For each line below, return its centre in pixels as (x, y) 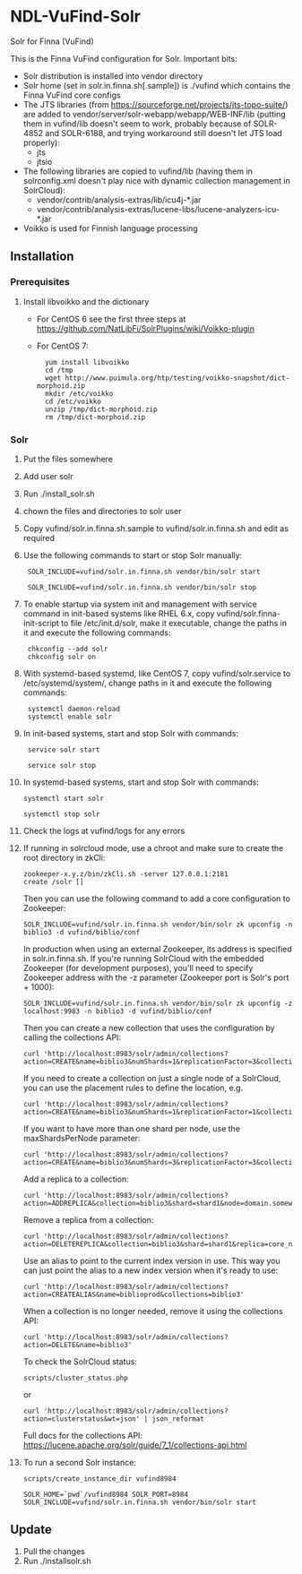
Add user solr (48, 476)
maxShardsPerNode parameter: (82, 1138)
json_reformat (178, 1419)
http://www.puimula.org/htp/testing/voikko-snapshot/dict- (177, 378)
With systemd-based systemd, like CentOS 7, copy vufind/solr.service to (157, 673)
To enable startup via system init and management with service (140, 604)
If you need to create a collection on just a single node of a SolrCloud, (152, 1078)
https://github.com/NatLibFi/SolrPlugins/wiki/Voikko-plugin (145, 328)
